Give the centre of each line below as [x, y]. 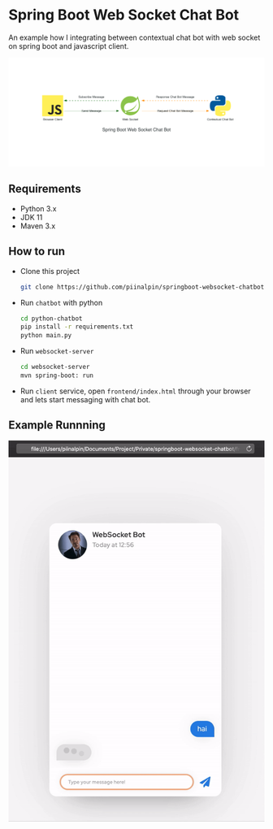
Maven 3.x [38, 226]
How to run [37, 252]
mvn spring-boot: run [56, 375]
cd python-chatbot [51, 319]
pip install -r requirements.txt [77, 327]
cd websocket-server [55, 367]
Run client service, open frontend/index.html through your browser [135, 391]
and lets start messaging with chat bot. [85, 399]
